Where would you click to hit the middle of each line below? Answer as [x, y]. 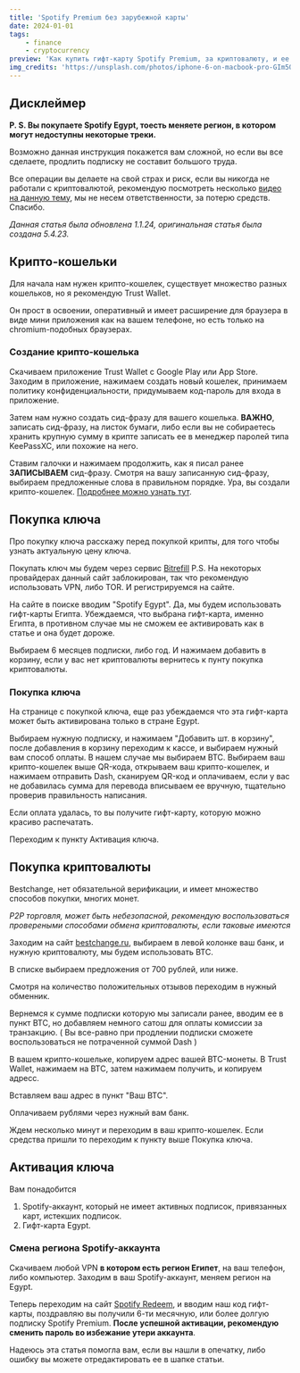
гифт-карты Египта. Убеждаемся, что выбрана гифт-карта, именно [137, 613]
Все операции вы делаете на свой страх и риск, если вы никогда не [140, 179]
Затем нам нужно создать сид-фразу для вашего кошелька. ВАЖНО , [142, 417]
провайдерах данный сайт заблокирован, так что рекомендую [129, 578]
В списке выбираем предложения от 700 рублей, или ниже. [124, 969]
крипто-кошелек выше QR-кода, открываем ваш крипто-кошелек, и [139, 766]
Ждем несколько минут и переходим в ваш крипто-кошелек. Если [136, 1129]
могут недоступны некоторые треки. [83, 134]
